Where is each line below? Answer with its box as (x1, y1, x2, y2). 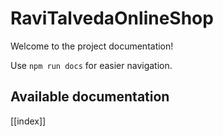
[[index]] (10, 115, 47, 127)
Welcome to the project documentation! (10, 40, 174, 52)
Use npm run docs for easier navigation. (10, 59, 173, 71)
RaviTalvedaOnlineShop (10, 7, 214, 30)
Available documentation (10, 88, 170, 106)
